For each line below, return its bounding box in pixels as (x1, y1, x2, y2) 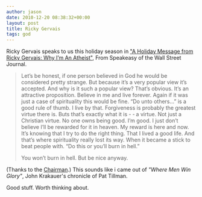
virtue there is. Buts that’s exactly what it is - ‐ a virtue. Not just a (21, 111, 182, 118)
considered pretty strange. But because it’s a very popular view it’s (21, 79, 187, 86)
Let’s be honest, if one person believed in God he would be (21, 72, 168, 80)
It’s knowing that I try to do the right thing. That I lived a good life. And (21, 130, 195, 137)
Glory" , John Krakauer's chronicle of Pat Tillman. (6, 172, 128, 180)
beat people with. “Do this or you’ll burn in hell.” (21, 143, 140, 150)
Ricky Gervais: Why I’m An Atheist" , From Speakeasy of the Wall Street (6, 54, 181, 61)
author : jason (6, 8, 42, 15)
